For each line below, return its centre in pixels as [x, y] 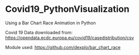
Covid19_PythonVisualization [67, 9]
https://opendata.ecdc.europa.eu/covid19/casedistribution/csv [69, 38]
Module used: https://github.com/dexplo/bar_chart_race [63, 47]
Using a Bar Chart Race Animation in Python [50, 23]
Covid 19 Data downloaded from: [39, 32]
